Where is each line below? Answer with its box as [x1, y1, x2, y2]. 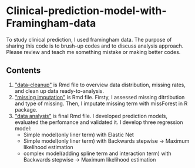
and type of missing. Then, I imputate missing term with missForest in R [14, 100, 188, 107]
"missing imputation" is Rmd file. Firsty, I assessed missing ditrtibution [14, 93, 185, 100]
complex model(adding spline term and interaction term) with [23, 150, 172, 157]
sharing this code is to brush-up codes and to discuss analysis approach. [6, 42, 184, 49]
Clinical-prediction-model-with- [6, 4, 167, 18]
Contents [6, 66, 41, 76]
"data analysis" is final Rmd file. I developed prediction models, [14, 112, 168, 119]
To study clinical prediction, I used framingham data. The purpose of [6, 36, 172, 43]
